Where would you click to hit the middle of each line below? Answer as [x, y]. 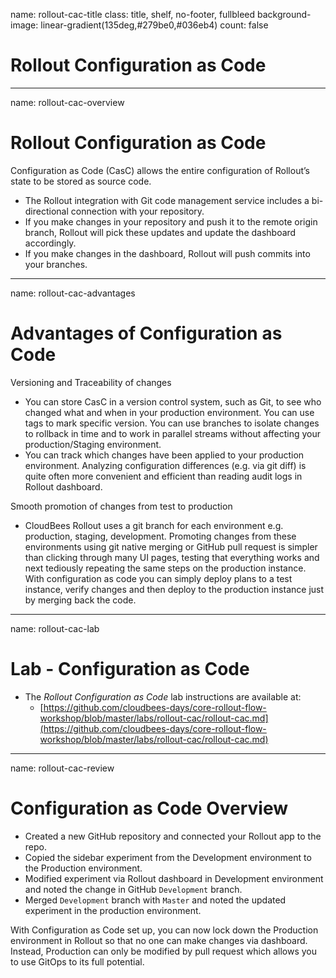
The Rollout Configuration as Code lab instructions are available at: [163, 696]
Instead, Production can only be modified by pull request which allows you [164, 951]
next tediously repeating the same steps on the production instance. [165, 568]
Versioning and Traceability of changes [91, 382]
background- [284, 14]
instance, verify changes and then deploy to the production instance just [174, 589]
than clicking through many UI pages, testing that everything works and [172, 557]
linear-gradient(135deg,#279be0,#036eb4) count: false [154, 25]
